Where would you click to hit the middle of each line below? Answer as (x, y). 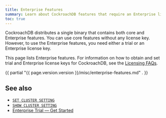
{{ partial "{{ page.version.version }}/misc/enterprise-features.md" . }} (77, 73)
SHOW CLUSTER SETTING (34, 106)
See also (19, 88)
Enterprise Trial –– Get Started (43, 111)
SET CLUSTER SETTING (33, 101)
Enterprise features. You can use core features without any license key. (78, 38)
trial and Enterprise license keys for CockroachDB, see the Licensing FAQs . (82, 63)
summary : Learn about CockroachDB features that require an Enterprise (80, 14)
